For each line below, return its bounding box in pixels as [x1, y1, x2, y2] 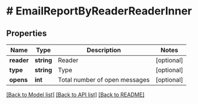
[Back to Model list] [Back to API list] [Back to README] [6, 91, 145, 98]
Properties [6, 28, 47, 38]
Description [86, 46, 121, 54]
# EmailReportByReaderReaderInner [6, 4, 192, 18]
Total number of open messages [58, 76, 150, 84]
